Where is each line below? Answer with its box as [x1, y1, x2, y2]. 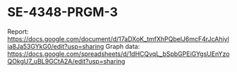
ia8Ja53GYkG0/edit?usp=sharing [7, 42, 104, 50]
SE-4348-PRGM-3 [7, 4, 119, 20]
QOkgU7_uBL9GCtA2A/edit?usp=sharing [7, 57, 126, 65]
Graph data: [105, 42, 140, 50]
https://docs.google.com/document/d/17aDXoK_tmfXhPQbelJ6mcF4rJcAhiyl [7, 34, 229, 43]
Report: [7, 27, 30, 36]
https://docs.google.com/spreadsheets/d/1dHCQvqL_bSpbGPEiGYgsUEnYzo [7, 50, 230, 58]
